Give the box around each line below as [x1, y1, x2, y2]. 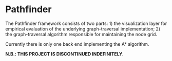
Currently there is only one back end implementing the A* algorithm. [5, 41, 149, 47]
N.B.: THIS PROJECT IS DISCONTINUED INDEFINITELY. [5, 51, 124, 57]
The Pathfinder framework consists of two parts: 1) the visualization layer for [5, 20, 167, 26]
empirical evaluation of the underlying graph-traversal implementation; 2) [5, 25, 161, 32]
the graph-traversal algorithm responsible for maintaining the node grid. [5, 31, 158, 37]
